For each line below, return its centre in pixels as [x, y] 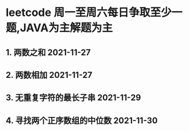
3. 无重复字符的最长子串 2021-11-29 [73, 98]
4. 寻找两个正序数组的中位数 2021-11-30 [82, 120]
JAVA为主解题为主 [66, 28]
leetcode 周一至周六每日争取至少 [89, 13]
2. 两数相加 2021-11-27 [49, 75]
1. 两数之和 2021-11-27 [48, 52]
